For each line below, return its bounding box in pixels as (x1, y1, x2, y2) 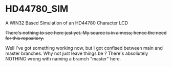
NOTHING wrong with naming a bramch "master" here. (5, 55, 121, 61)
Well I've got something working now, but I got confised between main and (5, 45, 163, 51)
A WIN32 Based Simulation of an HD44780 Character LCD (5, 20, 128, 26)
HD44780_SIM (5, 3, 69, 15)
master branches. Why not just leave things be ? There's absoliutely (5, 50, 148, 56)
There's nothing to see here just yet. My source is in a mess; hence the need (5, 29, 167, 36)
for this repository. (5, 35, 45, 41)
